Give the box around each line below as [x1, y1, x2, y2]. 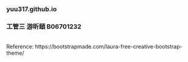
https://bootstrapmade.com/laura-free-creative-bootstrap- [35, 43, 183, 50]
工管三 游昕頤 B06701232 [6, 22, 82, 30]
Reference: [6, 43, 34, 50]
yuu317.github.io [6, 5, 57, 13]
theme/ [6, 49, 24, 57]
